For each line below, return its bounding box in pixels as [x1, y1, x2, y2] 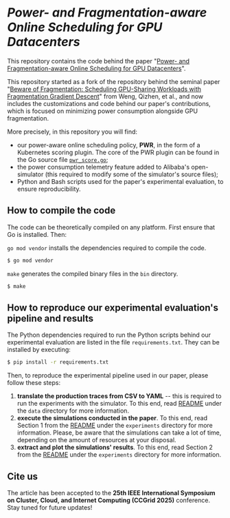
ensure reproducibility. [16, 185, 81, 193]
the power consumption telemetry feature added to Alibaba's [16, 163, 190, 171]
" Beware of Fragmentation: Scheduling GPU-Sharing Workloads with [7, 85, 201, 93]
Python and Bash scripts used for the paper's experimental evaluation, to [16, 177, 224, 185]
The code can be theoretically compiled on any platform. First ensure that [7, 222, 215, 231]
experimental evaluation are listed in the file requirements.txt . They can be [7, 338, 220, 346]
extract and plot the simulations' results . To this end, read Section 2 [16, 443, 213, 452]
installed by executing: [7, 346, 71, 354]
